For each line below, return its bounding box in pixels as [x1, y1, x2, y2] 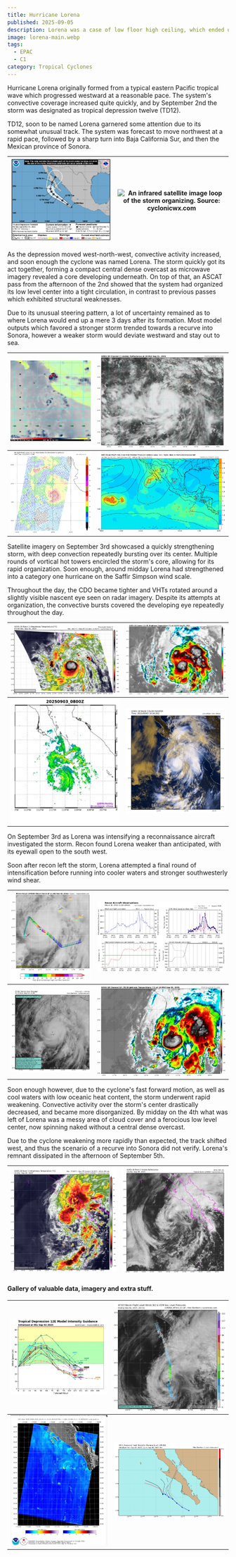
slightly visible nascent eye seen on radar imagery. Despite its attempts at [7, 593, 221, 601]
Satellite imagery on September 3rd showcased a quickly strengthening [7, 542, 214, 551]
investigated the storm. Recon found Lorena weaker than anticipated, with [7, 840, 221, 849]
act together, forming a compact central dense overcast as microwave [7, 265, 211, 273]
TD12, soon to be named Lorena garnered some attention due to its [7, 120, 202, 128]
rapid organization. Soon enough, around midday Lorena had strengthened [7, 564, 224, 573]
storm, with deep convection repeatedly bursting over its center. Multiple [7, 549, 218, 558]
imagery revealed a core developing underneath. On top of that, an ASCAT [7, 272, 223, 281]
